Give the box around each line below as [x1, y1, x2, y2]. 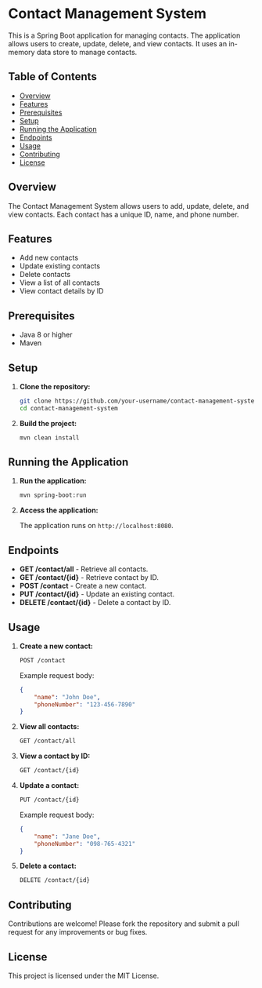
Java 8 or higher [19, 330, 73, 340]
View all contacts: [19, 722, 80, 731]
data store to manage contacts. [36, 47, 138, 57]
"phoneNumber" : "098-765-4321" [34, 840, 136, 848]
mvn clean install [19, 433, 80, 442]
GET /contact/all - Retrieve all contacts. [19, 564, 149, 574]
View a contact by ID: [19, 751, 91, 761]
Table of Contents [8, 70, 98, 83]
